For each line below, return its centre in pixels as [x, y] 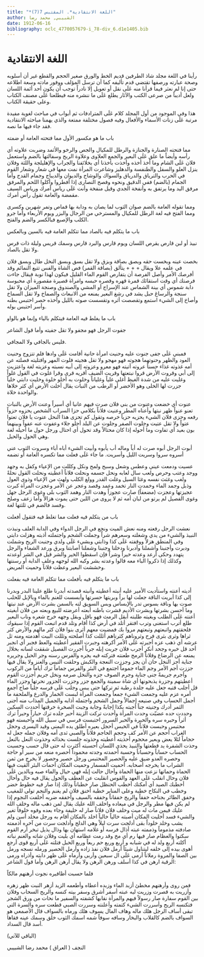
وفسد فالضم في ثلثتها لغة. [36, 505]
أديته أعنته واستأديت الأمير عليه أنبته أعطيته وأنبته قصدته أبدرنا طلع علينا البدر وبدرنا [99, 591]
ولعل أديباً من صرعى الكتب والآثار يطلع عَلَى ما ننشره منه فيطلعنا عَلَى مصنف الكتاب [100, 95]
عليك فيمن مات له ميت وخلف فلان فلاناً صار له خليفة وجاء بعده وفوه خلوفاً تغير [95, 810]
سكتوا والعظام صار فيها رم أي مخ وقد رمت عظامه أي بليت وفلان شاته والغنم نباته [98, 836]
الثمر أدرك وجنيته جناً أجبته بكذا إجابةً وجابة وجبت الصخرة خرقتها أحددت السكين [95, 707]
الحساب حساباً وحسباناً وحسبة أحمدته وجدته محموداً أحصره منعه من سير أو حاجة [97, 752]
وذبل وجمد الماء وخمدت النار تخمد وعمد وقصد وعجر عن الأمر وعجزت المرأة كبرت [99, 486]
